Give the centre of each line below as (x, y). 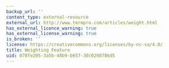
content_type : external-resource (47, 17)
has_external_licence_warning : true (51, 28)
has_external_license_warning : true (51, 34)
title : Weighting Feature (38, 50)
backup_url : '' (25, 12)
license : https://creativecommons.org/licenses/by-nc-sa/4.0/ (84, 45)
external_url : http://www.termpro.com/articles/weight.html (82, 22)
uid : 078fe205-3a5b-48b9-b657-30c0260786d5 (61, 56)
